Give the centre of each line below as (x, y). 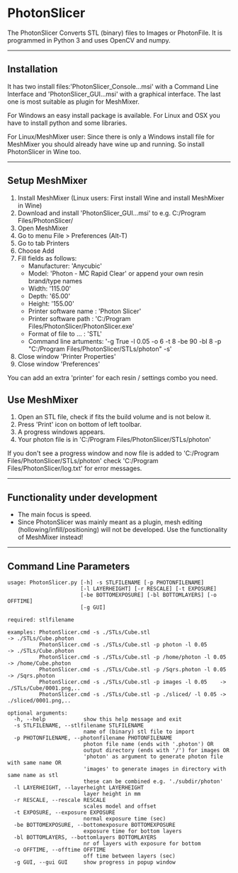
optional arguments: (38, 713)
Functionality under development (83, 498)
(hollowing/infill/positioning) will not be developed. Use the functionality (123, 530)
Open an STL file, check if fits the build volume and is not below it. (114, 417)
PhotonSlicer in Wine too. (44, 151)
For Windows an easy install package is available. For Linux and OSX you (114, 115)
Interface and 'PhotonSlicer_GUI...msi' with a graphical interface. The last (114, 94)
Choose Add (36, 251)
